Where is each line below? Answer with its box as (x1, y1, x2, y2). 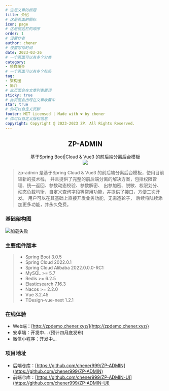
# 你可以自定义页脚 (5, 107, 41, 112)
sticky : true (5, 93, 33, 98)
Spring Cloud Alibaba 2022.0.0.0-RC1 (25, 265, 104, 271)
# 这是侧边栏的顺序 (5, 26, 41, 32)
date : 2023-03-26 (5, 50, 42, 55)
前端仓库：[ (12, 374, 37, 380)
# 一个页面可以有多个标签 (5, 69, 52, 74)
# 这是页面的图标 (5, 17, 37, 22)
